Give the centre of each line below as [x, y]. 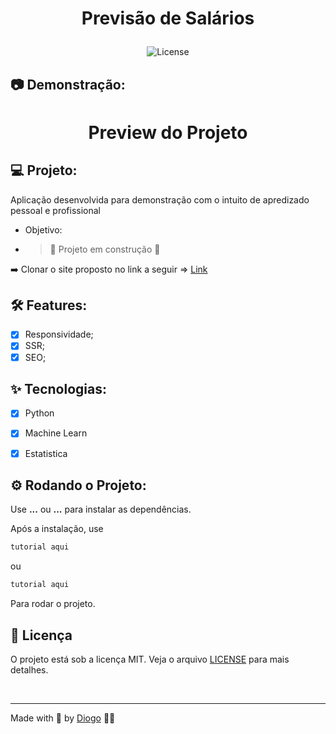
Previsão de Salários [168, 18]
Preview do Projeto [168, 132]
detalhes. [29, 669]
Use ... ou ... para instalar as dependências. [101, 509]
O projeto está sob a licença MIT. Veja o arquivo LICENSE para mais [150, 659]
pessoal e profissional [55, 210]
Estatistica [46, 453]
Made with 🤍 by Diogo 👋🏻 [63, 718]
